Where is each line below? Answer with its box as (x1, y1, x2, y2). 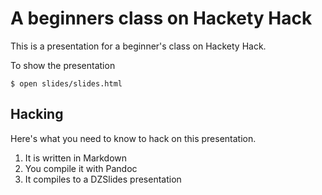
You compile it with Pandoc (24, 162, 138, 174)
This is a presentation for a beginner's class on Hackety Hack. (10, 40, 267, 52)
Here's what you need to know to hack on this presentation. (10, 132, 257, 144)
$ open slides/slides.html (10, 78, 123, 89)
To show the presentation (10, 59, 116, 71)
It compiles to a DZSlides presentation (24, 173, 182, 185)
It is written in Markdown (24, 152, 128, 164)
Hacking (10, 106, 64, 123)
